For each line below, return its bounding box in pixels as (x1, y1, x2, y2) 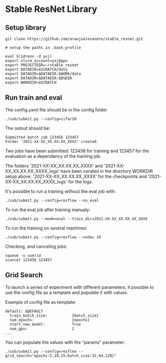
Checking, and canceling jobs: (5, 243, 67, 249)
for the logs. (68, 178, 93, 185)
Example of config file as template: (5, 299, 77, 305)
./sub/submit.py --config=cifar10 (5, 116, 77, 121)
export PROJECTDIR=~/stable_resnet (5, 63, 79, 68)
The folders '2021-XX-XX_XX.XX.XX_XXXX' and (5, 163, 103, 169)
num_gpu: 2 (9, 326, 75, 331)
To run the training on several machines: (5, 225, 88, 231)
